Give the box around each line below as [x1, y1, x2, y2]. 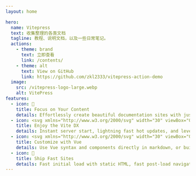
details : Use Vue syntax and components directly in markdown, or [16, 144, 181, 150]
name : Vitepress [11, 25, 50, 31]
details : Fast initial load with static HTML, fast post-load [16, 161, 171, 167]
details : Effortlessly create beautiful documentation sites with [16, 112, 181, 118]
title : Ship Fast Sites [16, 155, 74, 161]
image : [11, 79, 27, 85]
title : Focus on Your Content [16, 106, 90, 112]
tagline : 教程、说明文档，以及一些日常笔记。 [11, 36, 109, 42]
